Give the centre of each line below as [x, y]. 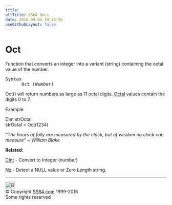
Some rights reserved [28, 197]
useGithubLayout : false [31, 24]
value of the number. [27, 69]
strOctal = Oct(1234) [27, 125]
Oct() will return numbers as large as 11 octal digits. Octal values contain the [85, 94]
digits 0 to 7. [18, 99]
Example [15, 109]
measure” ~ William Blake [33, 140]
